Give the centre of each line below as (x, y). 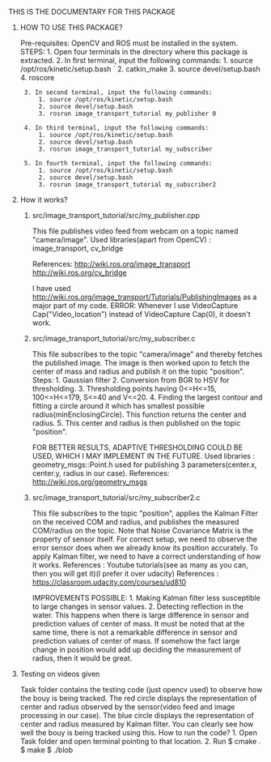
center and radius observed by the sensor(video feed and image (127, 707)
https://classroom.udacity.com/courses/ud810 (109, 582)
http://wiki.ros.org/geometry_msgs (90, 482)
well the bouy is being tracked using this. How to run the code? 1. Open (138, 732)
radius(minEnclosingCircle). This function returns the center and (139, 414)
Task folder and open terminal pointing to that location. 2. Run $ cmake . (140, 741)
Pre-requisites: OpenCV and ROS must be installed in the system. (129, 43)
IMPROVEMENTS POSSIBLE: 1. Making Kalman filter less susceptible (146, 598)
